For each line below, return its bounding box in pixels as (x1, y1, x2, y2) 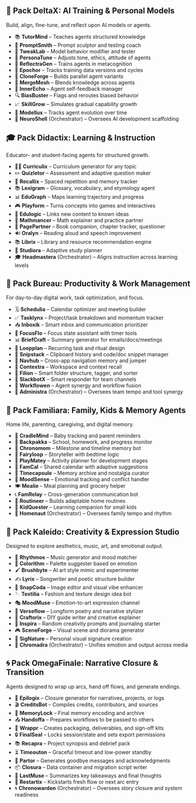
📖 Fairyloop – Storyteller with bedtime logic (14, 451, 120, 458)
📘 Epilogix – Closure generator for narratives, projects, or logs (14, 694, 165, 701)
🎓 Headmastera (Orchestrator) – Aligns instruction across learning (14, 253, 178, 260)
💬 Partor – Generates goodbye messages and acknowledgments (14, 757, 171, 764)
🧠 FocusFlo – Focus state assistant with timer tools (14, 329, 137, 337)
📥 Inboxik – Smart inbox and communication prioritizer (14, 321, 148, 328)
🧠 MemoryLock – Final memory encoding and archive (14, 709, 145, 716)
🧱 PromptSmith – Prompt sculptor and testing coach (14, 42, 142, 49)
